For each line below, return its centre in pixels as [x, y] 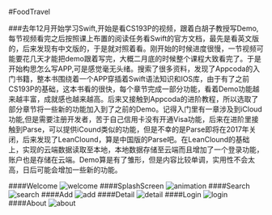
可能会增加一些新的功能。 [79, 170]
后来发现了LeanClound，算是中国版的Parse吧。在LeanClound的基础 [136, 139]
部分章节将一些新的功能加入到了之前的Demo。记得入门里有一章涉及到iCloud [136, 109]
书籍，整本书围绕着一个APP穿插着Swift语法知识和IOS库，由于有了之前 [132, 79]
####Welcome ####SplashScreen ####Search [130, 186]
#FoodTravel [30, 12]
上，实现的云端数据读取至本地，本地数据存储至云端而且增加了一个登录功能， [136, 150]
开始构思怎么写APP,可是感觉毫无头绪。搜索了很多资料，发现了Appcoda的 [131, 69]
